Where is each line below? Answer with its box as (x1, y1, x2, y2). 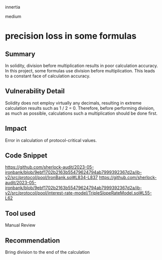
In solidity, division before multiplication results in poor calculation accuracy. (5, 63, 158, 69)
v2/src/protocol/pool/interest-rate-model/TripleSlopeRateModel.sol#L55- (5, 190, 152, 196)
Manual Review (5, 222, 36, 228)
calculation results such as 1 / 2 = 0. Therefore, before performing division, (5, 105, 155, 111)
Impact (5, 124, 27, 133)
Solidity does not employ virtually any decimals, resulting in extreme (5, 100, 142, 106)
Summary (5, 50, 36, 58)
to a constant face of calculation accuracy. (5, 73, 91, 79)
